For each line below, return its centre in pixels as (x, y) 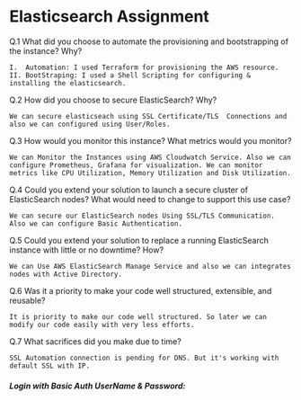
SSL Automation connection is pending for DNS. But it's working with (144, 358)
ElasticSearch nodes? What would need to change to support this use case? (150, 199)
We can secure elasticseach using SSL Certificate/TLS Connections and (148, 116)
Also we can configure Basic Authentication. (96, 223)
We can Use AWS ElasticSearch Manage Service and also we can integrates (150, 266)
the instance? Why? (46, 50)
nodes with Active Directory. (66, 274)
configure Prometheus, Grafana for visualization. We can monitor (136, 165)
